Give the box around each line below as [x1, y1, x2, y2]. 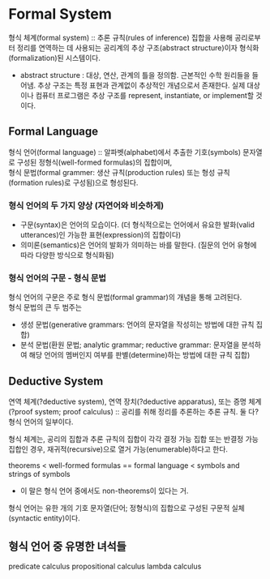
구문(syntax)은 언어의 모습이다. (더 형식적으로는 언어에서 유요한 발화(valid [19, 220, 255, 229]
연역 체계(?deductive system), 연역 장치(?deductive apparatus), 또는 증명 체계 [8, 397, 262, 406]
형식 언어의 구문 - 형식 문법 [8, 272, 107, 284]
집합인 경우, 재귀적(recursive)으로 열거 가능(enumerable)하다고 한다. [8, 444, 229, 454]
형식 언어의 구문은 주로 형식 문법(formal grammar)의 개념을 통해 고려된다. [8, 293, 242, 302]
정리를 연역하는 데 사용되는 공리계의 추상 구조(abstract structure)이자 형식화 [16, 42, 259, 53]
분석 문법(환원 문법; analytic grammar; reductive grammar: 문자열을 [19, 340, 240, 350]
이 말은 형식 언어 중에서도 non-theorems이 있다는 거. [19, 486, 189, 495]
